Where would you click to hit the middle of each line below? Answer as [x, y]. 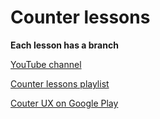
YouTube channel [46, 64]
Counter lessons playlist [60, 83]
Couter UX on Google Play [64, 103]
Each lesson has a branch [64, 45]
